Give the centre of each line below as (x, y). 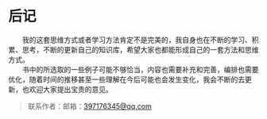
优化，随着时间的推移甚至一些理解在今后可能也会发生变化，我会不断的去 (126, 79)
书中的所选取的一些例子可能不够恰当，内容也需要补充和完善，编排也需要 (141, 69)
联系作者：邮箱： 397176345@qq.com (90, 106)
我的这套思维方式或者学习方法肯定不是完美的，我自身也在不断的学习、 (137, 40)
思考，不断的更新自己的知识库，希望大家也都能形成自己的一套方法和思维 (140, 49)
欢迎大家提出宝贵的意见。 (71, 89)
